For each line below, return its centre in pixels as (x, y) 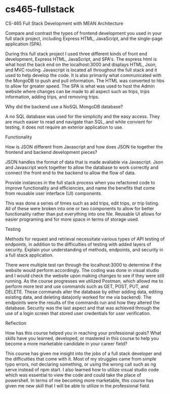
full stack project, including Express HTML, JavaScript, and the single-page (84, 38)
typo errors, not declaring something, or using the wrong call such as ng (81, 364)
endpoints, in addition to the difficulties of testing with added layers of (78, 244)
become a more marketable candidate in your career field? (66, 343)
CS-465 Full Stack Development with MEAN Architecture (64, 23)
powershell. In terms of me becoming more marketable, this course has (80, 380)
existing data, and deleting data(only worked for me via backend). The (78, 297)
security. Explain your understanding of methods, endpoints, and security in (84, 250)
